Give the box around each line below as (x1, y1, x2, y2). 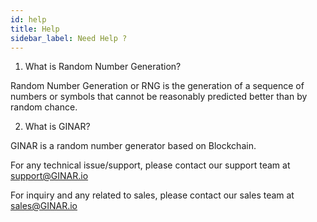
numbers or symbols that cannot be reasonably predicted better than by (10, 91, 308, 103)
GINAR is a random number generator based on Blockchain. (10, 140, 257, 152)
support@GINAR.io (10, 170, 89, 182)
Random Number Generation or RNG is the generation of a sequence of (10, 80, 305, 92)
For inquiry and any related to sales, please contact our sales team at (10, 189, 295, 201)
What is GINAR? (24, 121, 91, 133)
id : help (10, 14, 47, 25)
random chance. (10, 101, 78, 113)
